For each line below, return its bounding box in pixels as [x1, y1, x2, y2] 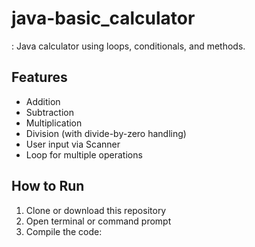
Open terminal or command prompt [25, 215, 172, 227]
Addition [25, 95, 61, 107]
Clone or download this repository [25, 204, 167, 216]
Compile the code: [25, 225, 103, 237]
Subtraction [25, 106, 74, 118]
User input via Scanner [25, 138, 121, 150]
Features [11, 69, 68, 86]
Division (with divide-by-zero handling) [25, 127, 187, 139]
